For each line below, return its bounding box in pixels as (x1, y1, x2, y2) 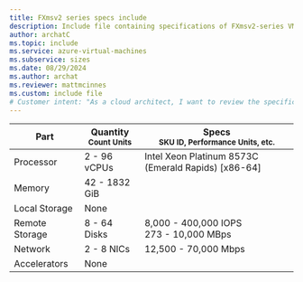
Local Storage (14, 202, 74, 215)
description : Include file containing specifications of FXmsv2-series (9, 22, 284, 31)
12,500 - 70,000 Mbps (143, 243, 245, 256)
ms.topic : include (9, 38, 78, 48)
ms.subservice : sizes (9, 55, 91, 64)
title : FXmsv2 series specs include (9, 13, 147, 23)
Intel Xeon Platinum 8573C (143, 150, 259, 163)
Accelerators (14, 258, 69, 270)
